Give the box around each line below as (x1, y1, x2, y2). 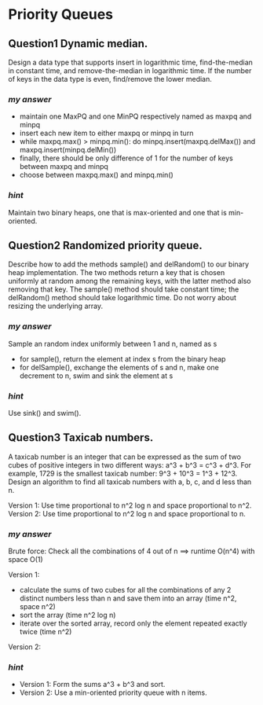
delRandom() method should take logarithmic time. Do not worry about (8, 293, 237, 303)
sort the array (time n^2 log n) (19, 611, 116, 620)
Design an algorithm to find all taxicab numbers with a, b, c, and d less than (8, 477, 252, 487)
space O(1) (8, 555, 43, 564)
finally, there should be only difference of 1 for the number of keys (19, 153, 233, 163)
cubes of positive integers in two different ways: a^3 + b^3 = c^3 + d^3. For (8, 460, 252, 469)
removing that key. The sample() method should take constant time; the (8, 285, 239, 294)
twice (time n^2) (19, 627, 72, 637)
